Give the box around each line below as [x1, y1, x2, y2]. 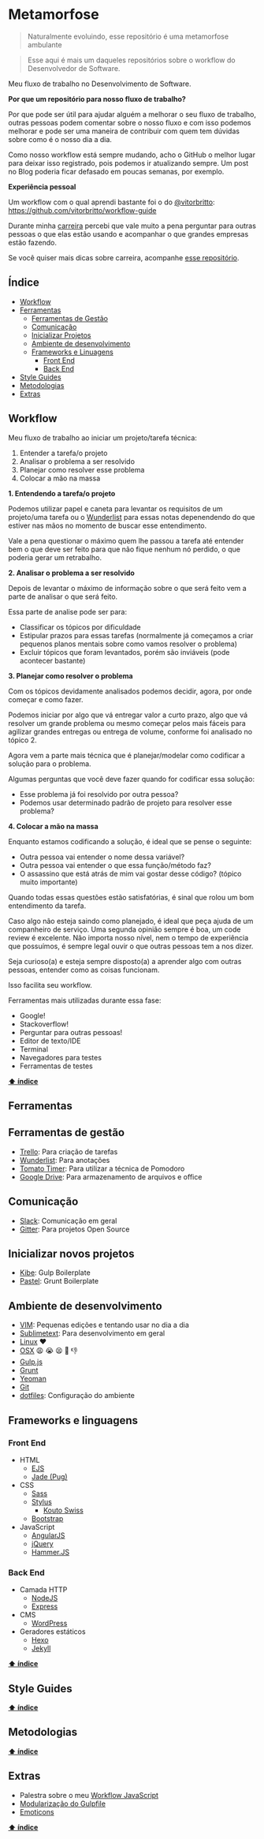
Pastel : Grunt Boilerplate [19, 1276, 99, 1286]
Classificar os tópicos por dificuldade [19, 622, 142, 632]
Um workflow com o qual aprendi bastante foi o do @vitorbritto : [8, 197, 215, 207]
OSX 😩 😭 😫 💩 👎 [19, 1346, 78, 1355]
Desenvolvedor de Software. [27, 63, 121, 73]
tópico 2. [8, 735, 37, 745]
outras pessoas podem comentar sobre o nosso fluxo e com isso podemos [8, 118, 251, 127]
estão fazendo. [8, 237, 58, 247]
